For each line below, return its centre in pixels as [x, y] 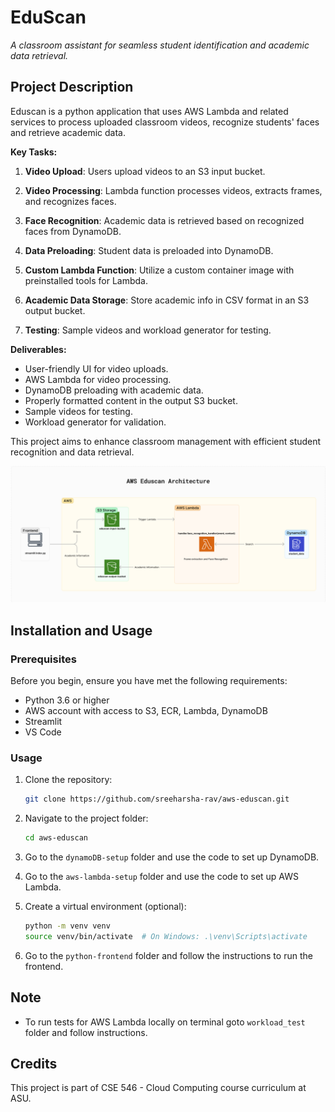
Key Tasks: [34, 152]
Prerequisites [43, 659]
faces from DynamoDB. [73, 231]
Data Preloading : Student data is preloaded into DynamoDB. [149, 250]
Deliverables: [38, 349]
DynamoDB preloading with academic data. [114, 390]
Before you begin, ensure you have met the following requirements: [149, 680]
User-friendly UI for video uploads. [96, 368]
